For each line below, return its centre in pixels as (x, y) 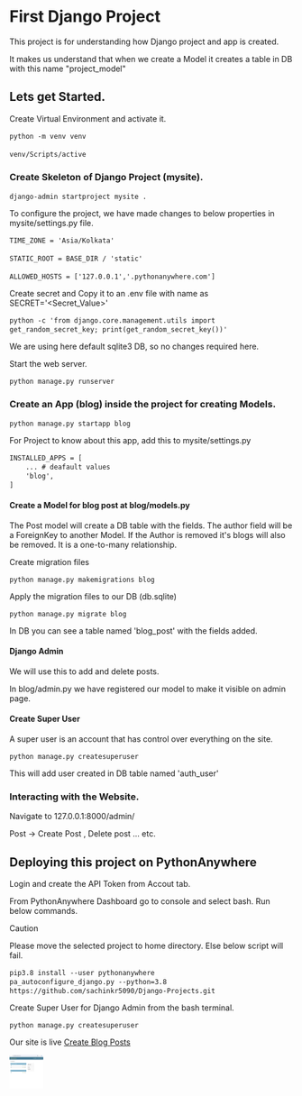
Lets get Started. (58, 97)
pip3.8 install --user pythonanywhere (82, 973)
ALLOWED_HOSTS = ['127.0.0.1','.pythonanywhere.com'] (113, 277)
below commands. (44, 911)
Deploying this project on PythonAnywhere (133, 862)
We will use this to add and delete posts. (84, 671)
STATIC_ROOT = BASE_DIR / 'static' (76, 259)
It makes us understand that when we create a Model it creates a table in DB (151, 59)
